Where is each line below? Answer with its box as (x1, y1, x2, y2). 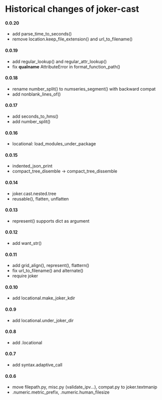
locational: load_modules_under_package (12, 141, 96, 147)
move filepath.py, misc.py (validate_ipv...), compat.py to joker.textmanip (12, 384, 158, 390)
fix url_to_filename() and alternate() (12, 267, 83, 274)
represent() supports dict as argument (12, 218, 90, 224)
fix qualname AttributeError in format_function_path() (12, 64, 120, 69)
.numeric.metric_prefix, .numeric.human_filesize (12, 389, 110, 395)
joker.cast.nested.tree (12, 191, 56, 197)
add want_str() (12, 240, 42, 246)
